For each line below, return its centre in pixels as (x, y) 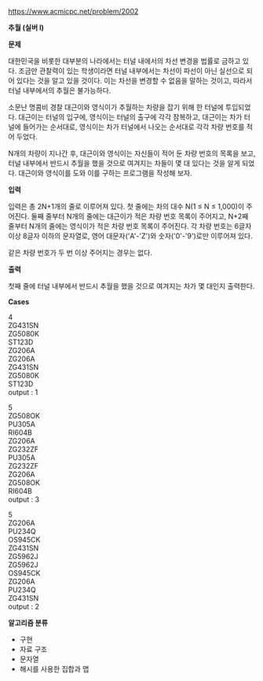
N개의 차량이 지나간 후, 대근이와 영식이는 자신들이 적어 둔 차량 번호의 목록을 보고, (132, 153)
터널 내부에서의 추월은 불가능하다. (60, 90)
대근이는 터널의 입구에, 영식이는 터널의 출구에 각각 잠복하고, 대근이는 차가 (130, 117)
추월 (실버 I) (26, 28)
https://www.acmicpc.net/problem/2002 (73, 11)
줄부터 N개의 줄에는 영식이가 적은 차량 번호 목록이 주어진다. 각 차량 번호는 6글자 (130, 226)
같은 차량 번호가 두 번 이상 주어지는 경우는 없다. (80, 252)
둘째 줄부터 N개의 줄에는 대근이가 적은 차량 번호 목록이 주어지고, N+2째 (140, 216)
